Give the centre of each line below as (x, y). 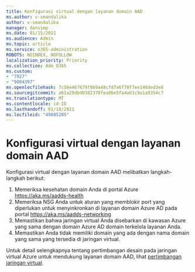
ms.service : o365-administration (47, 50)
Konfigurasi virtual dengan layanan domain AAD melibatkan (78, 172)
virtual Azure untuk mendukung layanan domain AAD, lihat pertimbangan (94, 257)
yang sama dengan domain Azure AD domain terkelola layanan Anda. (98, 227)
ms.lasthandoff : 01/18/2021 (40, 109)
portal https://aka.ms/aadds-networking (63, 214)
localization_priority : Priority (47, 60)
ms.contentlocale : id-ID (36, 104)
